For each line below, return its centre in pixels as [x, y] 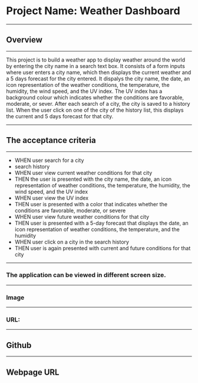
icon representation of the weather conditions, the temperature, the [88, 85]
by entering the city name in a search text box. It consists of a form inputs [96, 66]
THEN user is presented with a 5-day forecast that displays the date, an [101, 223]
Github [19, 345]
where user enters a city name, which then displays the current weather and [99, 72]
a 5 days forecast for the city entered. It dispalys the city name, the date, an [98, 79]
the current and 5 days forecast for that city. [60, 116]
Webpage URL [33, 372]
